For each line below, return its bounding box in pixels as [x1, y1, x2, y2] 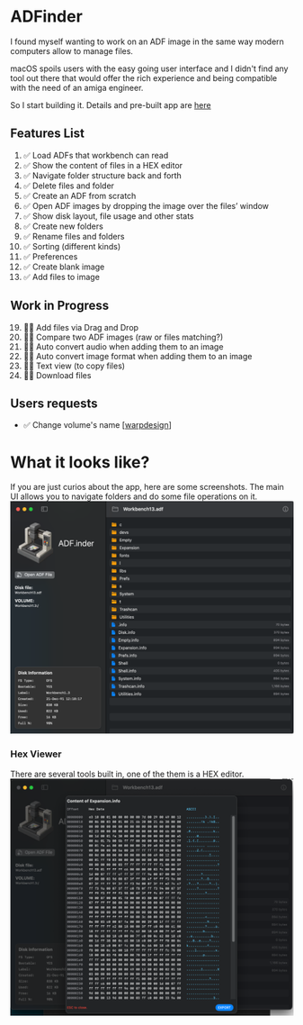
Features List [10, 126, 85, 141]
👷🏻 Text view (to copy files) [22, 360, 125, 371]
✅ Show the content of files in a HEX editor [22, 159, 183, 170]
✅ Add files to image [22, 271, 100, 282]
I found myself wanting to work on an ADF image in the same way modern [10, 36, 284, 47]
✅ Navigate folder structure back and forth [22, 169, 183, 181]
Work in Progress [10, 298, 110, 313]
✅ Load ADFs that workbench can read [22, 150, 169, 160]
